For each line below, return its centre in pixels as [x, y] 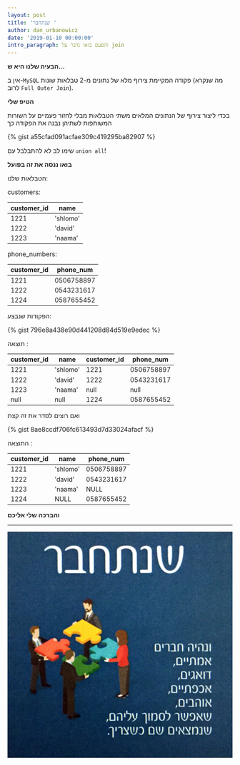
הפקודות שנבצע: [30, 316]
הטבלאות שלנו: [28, 178]
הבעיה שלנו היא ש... [36, 66]
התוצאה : [20, 443]
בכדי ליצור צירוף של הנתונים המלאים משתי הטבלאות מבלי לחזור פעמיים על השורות [119, 116]
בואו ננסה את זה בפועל [40, 165]
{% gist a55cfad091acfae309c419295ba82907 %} [81, 137]
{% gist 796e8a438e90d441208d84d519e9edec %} [84, 330]
